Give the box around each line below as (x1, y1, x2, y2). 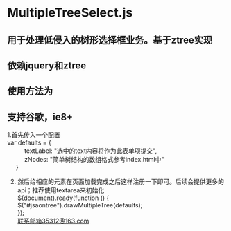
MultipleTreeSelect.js (7, 5, 133, 21)
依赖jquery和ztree (7, 59, 87, 71)
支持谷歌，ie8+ (7, 111, 74, 122)
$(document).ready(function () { (17, 194, 110, 202)
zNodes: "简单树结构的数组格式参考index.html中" (24, 156, 164, 164)
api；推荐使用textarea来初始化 (17, 186, 105, 194)
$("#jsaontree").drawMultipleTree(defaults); (17, 201, 143, 210)
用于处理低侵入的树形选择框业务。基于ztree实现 (7, 34, 213, 46)
